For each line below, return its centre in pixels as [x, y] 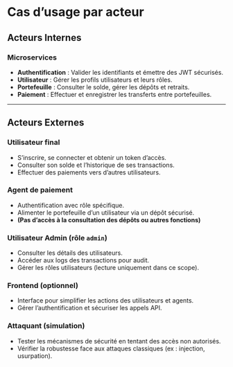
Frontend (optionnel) [43, 286]
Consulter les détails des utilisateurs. [70, 253]
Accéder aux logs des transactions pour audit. [83, 260]
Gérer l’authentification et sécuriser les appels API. [89, 308]
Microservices [32, 57]
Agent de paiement [40, 190]
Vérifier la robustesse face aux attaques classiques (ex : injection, [111, 348]
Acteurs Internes [44, 38]
